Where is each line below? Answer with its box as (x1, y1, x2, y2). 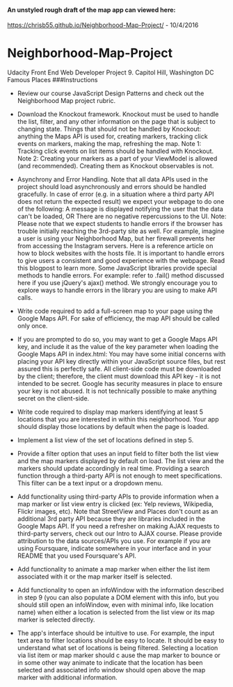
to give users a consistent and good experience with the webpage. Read (17, 257, 225, 265)
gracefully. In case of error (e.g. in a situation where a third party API (17, 190, 214, 198)
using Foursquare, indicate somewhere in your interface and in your (17, 544, 212, 553)
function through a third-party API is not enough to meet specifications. (17, 471, 223, 480)
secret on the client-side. (17, 394, 90, 403)
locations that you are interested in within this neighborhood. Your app (17, 415, 219, 423)
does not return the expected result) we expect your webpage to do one (17, 197, 225, 206)
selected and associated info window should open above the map (17, 666, 206, 674)
